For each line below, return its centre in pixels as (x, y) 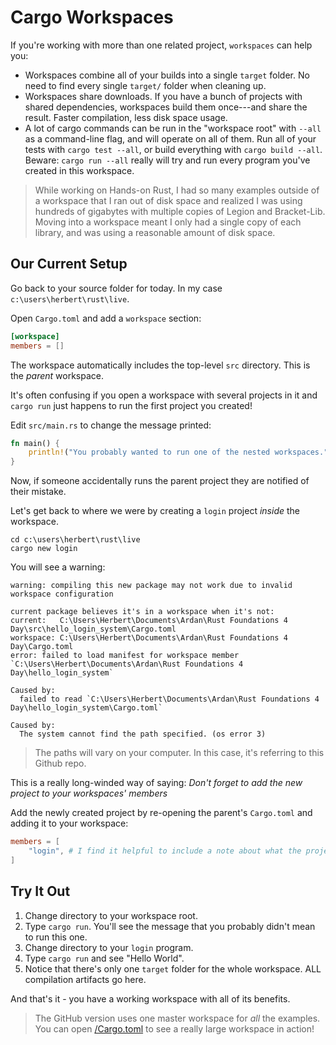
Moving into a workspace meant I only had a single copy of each (168, 222)
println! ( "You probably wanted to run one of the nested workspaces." (178, 452)
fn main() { (35, 443)
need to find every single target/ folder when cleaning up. (145, 85)
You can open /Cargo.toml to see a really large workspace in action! (174, 1028)
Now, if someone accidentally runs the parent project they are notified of (160, 481)
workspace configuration (62, 594)
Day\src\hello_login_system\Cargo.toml (93, 629)
